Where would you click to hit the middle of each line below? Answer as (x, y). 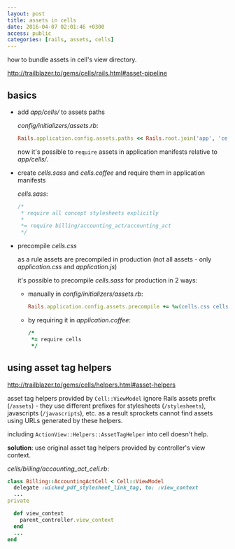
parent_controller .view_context (67, 520)
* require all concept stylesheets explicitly (90, 213)
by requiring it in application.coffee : (79, 320)
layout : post (26, 14)
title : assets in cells (42, 20)
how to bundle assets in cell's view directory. (72, 59)
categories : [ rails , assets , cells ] (60, 40)
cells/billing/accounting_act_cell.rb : (58, 469)
